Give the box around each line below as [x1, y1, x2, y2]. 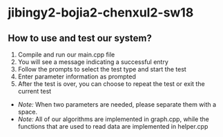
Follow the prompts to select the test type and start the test [17, 65, 187, 73]
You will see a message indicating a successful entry [17, 58, 168, 66]
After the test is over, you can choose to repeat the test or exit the [17, 80, 206, 87]
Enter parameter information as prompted [17, 72, 137, 81]
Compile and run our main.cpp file [17, 50, 115, 59]
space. [17, 108, 37, 116]
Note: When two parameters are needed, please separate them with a [17, 101, 217, 108]
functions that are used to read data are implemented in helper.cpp [17, 123, 209, 130]
